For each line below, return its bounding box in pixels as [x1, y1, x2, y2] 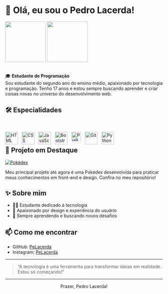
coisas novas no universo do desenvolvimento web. [5, 90, 112, 97]
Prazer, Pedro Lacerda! [60, 283, 108, 289]
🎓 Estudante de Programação [5, 73, 70, 79]
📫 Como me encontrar [5, 228, 77, 236]
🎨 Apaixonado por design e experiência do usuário [12, 208, 117, 214]
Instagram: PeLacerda [12, 249, 58, 255]
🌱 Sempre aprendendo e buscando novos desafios [12, 213, 117, 219]
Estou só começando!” [17, 269, 64, 275]
